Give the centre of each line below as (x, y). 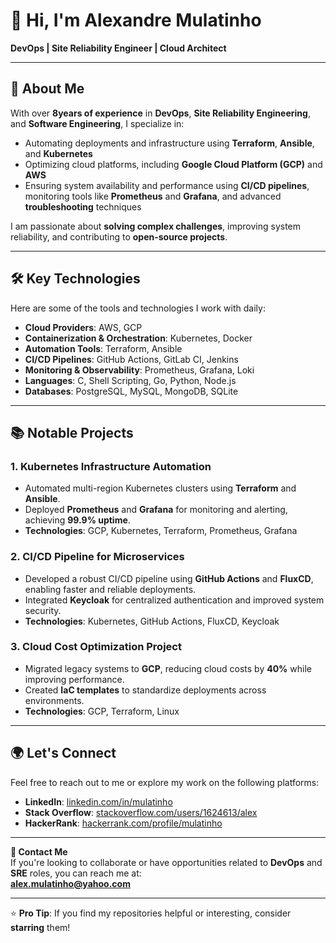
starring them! (40, 927)
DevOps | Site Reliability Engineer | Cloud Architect (118, 48)
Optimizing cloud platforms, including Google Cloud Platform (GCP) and (173, 164)
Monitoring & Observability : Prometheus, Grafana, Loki (139, 370)
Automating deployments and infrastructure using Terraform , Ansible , (169, 143)
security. (43, 610)
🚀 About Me (47, 89)
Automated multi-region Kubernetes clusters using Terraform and (160, 488)
